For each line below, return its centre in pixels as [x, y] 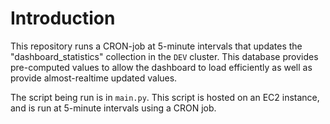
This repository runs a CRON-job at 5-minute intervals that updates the [156, 46]
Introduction [63, 18]
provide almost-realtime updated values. [94, 78]
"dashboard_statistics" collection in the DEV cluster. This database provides [164, 56]
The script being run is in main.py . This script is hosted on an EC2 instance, [165, 97]
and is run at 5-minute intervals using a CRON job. [113, 108]
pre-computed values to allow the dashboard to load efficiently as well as [161, 67]
